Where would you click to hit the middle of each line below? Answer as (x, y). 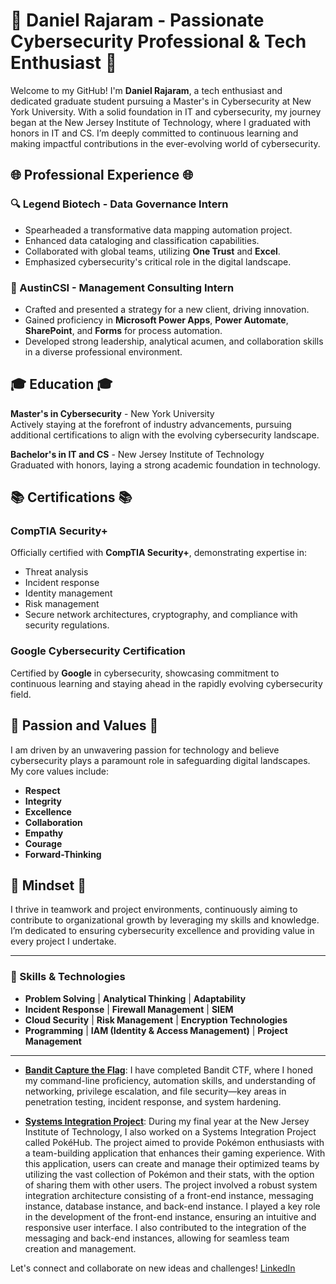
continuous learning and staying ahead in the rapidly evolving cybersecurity (166, 683)
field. (21, 694)
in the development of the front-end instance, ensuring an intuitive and (170, 1216)
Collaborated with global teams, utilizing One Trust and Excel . (152, 251)
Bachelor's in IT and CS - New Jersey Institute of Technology (137, 454)
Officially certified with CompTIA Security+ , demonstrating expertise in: (159, 553)
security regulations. (67, 625)
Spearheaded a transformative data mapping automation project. (158, 230)
